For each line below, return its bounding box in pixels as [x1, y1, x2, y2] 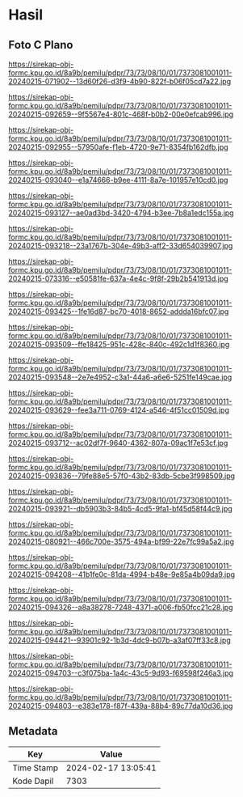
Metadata [8, 724, 58, 738]
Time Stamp [12, 762, 59, 774]
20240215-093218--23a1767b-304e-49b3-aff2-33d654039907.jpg [8, 241, 233, 250]
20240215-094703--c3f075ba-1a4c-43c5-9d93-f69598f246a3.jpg [8, 668, 234, 677]
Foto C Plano [8, 38, 73, 52]
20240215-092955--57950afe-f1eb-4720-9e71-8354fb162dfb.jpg [8, 142, 228, 151]
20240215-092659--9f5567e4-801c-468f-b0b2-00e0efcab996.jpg [8, 109, 234, 119]
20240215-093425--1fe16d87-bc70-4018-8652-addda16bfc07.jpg [8, 307, 229, 316]
